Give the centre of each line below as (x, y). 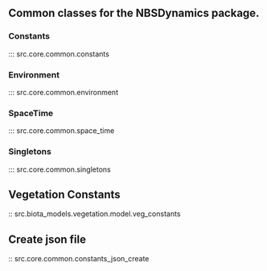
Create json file (47, 239)
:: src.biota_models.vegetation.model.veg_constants (94, 214)
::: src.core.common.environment (64, 92)
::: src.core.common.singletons (60, 169)
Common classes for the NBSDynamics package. (134, 13)
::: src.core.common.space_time (62, 131)
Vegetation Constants (64, 194)
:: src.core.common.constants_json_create (79, 259)
